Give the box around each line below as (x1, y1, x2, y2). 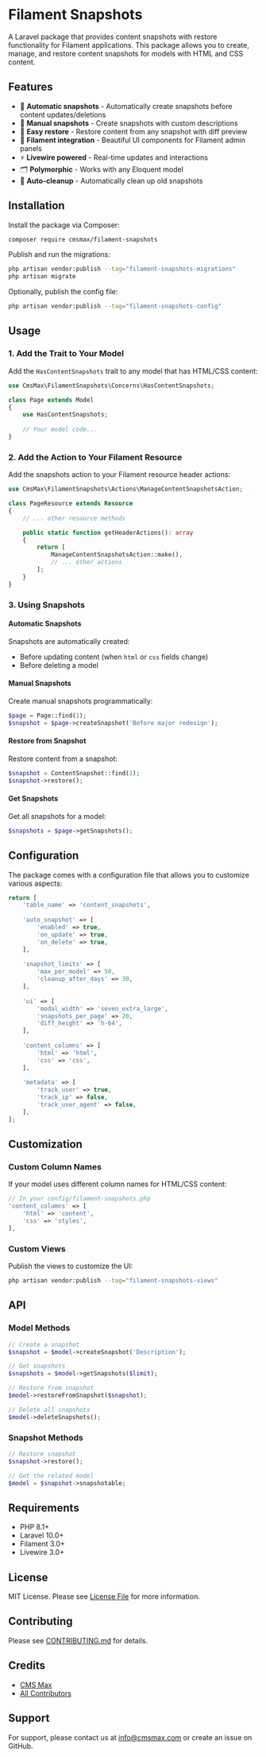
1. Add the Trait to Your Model (8, 348, 125, 359)
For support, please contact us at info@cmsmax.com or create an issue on (8, 1732, 253, 1742)
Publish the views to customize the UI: (8, 1262, 133, 1271)
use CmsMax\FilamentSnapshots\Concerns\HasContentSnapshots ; (8, 382, 215, 390)
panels (19, 143, 42, 153)
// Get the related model (8, 1472, 94, 1480)
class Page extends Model (8, 396, 94, 404)
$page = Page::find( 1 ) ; (8, 712, 87, 719)
